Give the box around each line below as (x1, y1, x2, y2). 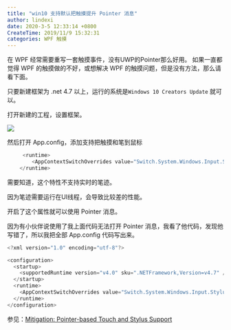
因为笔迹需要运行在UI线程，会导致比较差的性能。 (7, 192, 146, 200)
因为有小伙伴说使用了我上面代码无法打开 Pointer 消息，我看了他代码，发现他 (7, 222, 223, 230)
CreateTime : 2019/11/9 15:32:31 (7, 29, 100, 37)
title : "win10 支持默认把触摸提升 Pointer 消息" (7, 10, 137, 17)
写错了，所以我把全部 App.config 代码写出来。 (7, 230, 139, 238)
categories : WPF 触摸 (7, 36, 67, 43)
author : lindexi (7, 17, 54, 23)
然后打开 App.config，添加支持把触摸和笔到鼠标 (7, 138, 143, 147)
